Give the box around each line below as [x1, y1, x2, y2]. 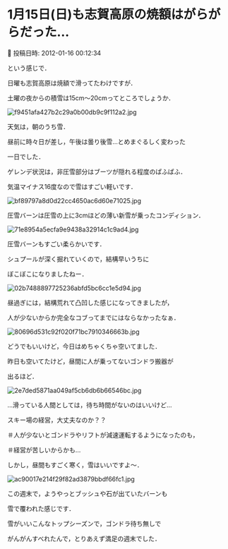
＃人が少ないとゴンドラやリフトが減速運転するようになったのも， [7, 430, 199, 439]
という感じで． [7, 64, 51, 72]
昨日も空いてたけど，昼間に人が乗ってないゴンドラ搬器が [7, 357, 174, 366]
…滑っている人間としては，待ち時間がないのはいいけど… [7, 400, 172, 409]
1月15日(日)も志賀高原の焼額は [7, 6, 184, 23]
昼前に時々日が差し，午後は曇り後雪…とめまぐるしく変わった [7, 137, 186, 145]
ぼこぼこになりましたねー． [7, 270, 88, 278]
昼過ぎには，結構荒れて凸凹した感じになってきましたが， [7, 298, 174, 307]
